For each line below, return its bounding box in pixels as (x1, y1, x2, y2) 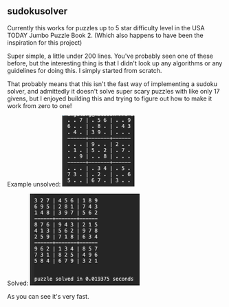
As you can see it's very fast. (7, 292, 89, 300)
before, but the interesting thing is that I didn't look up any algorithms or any (7, 59, 223, 67)
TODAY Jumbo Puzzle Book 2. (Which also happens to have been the (7, 31, 204, 39)
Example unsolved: (7, 180, 61, 188)
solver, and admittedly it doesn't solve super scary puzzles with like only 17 (7, 87, 220, 95)
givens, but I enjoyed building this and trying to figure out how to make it (7, 94, 212, 103)
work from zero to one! (7, 101, 72, 109)
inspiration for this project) (7, 38, 83, 47)
